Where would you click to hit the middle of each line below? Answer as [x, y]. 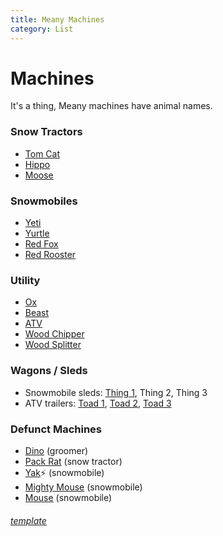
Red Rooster [50, 255]
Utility [25, 280]
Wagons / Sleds [49, 371]
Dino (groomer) [56, 450]
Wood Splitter [53, 345]
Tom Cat [42, 153]
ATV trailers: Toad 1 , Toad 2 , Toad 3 [98, 403]
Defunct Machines [56, 429]
